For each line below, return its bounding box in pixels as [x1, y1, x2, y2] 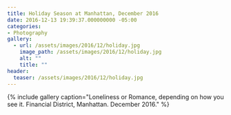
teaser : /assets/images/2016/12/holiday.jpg [13, 74, 143, 81]
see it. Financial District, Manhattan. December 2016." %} [7, 101, 170, 109]
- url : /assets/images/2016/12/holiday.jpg [13, 42, 140, 49]
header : [7, 67, 30, 74]
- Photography [7, 29, 48, 36]
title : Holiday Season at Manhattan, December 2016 [7, 10, 159, 17]
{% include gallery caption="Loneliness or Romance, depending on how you [7, 93, 224, 101]
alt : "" [19, 55, 41, 62]
